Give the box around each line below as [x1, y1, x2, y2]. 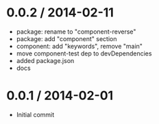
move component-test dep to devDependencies [16, 49, 152, 58]
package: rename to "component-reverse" [16, 27, 136, 36]
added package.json [16, 56, 75, 64]
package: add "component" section [16, 34, 117, 42]
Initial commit [16, 110, 55, 119]
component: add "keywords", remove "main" [16, 42, 143, 50]
